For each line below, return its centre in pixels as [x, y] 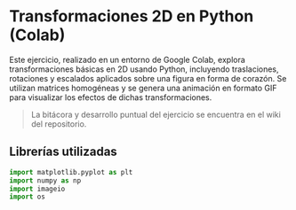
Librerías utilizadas [63, 152]
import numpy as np [45, 180]
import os [28, 197]
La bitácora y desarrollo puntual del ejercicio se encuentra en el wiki [156, 114]
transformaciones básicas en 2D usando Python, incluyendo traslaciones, [144, 69]
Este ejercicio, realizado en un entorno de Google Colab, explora [128, 59]
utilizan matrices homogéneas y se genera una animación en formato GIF [143, 88]
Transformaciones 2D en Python [132, 16]
